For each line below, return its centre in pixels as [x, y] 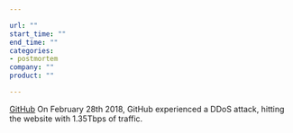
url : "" [24, 25]
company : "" [32, 67]
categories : [32, 50]
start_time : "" [38, 34]
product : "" [32, 76]
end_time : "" [34, 42]
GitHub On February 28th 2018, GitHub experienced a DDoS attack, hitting [147, 109]
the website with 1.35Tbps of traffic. [76, 119]
